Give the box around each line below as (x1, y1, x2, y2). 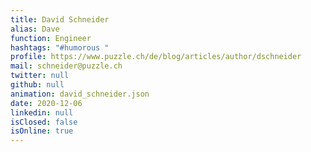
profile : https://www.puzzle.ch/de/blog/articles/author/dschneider (10, 52, 302, 62)
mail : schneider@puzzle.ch (10, 61, 123, 71)
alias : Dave (10, 24, 60, 34)
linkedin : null (10, 107, 74, 118)
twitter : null (10, 71, 70, 81)
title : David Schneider (10, 14, 110, 25)
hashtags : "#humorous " (10, 42, 110, 53)
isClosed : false (10, 117, 78, 127)
